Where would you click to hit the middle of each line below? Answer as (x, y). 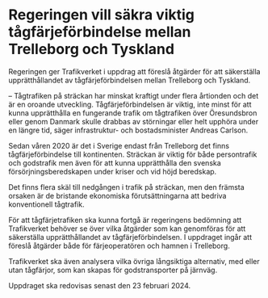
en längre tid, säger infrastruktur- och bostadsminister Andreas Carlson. (128, 130)
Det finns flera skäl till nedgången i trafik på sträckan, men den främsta (126, 187)
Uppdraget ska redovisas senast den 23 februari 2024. (100, 285)
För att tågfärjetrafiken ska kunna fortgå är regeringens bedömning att (125, 220)
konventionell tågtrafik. (46, 204)
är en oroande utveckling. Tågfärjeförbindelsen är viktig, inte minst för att (130, 104)
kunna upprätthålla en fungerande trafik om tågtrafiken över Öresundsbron (133, 113)
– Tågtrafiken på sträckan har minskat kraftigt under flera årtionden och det (134, 95)
